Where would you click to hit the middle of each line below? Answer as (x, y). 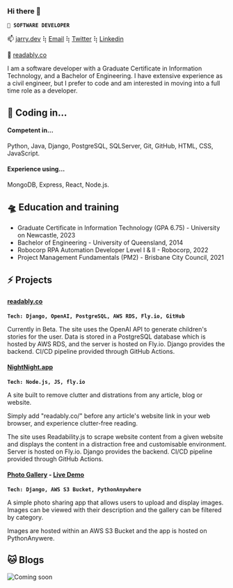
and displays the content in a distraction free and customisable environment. (117, 444)
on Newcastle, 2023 (46, 235)
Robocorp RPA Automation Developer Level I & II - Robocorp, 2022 (113, 249)
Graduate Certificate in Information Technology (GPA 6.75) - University (119, 227)
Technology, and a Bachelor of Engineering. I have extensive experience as (115, 76)
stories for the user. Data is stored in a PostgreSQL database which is (107, 336)
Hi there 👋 (24, 11)
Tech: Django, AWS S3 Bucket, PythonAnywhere (74, 489)
